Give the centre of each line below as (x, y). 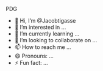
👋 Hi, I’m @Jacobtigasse (45, 21)
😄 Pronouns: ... (34, 56)
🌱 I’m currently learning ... (47, 34)
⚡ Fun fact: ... (31, 63)
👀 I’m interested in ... (40, 27)
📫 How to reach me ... (43, 47)
